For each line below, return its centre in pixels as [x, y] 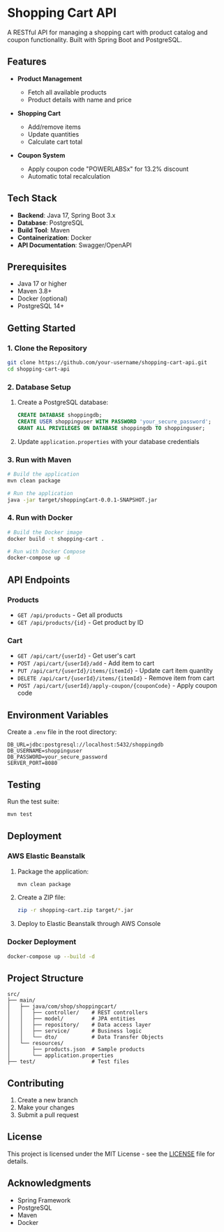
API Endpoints [39, 580]
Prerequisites [37, 267]
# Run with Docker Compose [46, 551]
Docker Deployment [42, 942]
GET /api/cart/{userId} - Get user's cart [76, 656]
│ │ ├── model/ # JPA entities [72, 1019]
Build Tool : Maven [44, 230]
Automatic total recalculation [69, 176]
